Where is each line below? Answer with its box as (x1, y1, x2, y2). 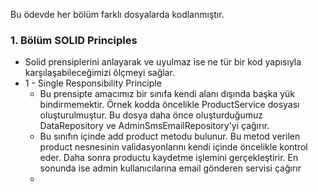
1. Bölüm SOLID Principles (10, 33, 138, 47)
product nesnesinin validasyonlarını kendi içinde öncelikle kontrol (39, 141, 308, 153)
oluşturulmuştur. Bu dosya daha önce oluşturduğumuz (39, 109, 263, 121)
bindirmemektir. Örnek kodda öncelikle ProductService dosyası (39, 99, 300, 111)
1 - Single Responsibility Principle (24, 77, 162, 89)
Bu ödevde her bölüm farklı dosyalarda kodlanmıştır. (10, 9, 225, 20)
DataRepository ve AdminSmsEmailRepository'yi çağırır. (39, 120, 270, 132)
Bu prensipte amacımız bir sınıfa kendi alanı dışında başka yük (39, 88, 296, 100)
